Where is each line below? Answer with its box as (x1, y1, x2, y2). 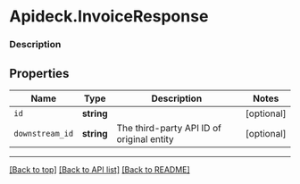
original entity (116, 132, 174, 145)
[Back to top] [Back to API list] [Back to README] (9, 163, 190, 175)
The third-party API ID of (116, 121, 221, 134)
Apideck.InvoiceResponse (9, 6, 209, 27)
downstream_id (13, 128, 74, 138)
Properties (9, 65, 70, 81)
